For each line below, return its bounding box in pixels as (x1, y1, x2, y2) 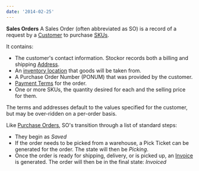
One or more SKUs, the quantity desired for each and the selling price (14, 85, 186, 93)
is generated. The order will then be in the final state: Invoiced (14, 158, 167, 165)
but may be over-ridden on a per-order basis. (6, 110, 117, 117)
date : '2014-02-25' (6, 8, 55, 15)
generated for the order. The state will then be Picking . (14, 145, 149, 153)
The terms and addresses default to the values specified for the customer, (6, 103, 188, 110)
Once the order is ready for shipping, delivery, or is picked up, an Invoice (14, 152, 193, 159)
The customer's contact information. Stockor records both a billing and (14, 54, 189, 61)
